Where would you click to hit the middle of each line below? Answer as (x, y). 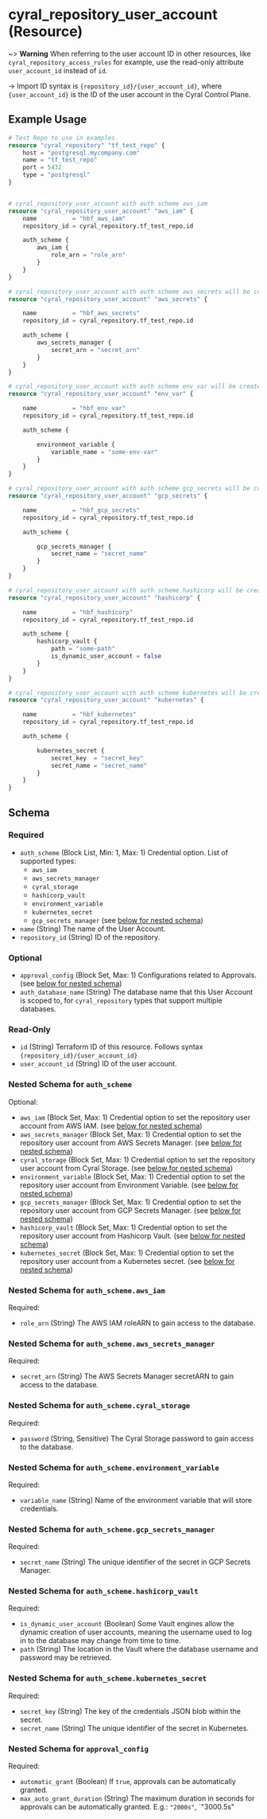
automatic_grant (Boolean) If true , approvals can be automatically (128, 1782)
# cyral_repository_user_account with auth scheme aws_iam (108, 203)
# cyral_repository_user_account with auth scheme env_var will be (122, 387)
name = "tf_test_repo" (60, 160)
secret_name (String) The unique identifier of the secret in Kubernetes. (134, 1728)
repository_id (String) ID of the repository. (90, 937)
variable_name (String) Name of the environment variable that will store (136, 1500)
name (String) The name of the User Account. (93, 929)
